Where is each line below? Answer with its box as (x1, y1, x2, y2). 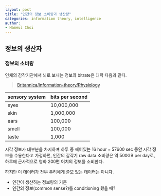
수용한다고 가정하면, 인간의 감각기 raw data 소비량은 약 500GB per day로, (14, 152, 155, 158)
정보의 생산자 (5, 44, 42, 53)
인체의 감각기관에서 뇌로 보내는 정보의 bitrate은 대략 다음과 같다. (5, 72, 127, 78)
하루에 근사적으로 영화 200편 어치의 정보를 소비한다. (5, 159, 104, 164)
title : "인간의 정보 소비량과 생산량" (5, 12, 72, 17)
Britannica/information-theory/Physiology (17, 82, 101, 88)
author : (5, 20, 21, 26)
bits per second (50, 93, 88, 100)
